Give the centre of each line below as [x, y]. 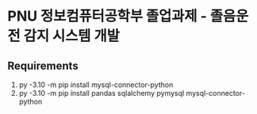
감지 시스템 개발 [71, 36]
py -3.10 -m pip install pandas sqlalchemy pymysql [102, 93]
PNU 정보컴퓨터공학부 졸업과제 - [107, 16]
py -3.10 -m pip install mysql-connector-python [96, 85]
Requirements [43, 65]
